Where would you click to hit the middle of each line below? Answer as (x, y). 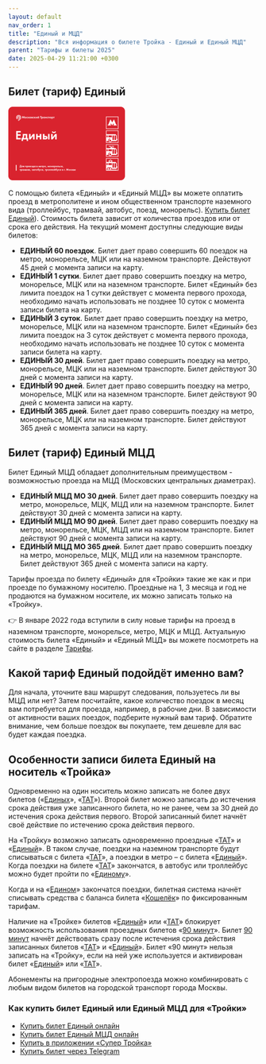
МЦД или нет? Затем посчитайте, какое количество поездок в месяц (126, 701)
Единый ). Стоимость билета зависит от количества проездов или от (124, 218)
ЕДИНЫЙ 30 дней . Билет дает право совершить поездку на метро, (135, 360)
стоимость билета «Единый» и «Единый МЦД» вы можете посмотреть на (133, 640)
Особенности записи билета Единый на (112, 759)
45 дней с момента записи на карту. (82, 267)
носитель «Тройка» (60, 772)
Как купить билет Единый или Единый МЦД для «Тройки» (128, 1008)
